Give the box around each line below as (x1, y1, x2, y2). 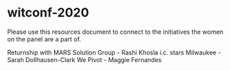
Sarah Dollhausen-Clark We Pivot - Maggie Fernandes (7, 55, 162, 63)
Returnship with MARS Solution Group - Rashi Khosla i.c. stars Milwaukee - (7, 48, 222, 57)
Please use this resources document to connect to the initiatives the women (7, 28, 224, 36)
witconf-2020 (7, 5, 89, 21)
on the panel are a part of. (7, 34, 82, 43)
